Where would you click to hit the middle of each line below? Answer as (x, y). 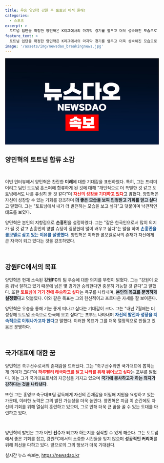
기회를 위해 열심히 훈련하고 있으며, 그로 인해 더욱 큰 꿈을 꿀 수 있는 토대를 (83, 406)
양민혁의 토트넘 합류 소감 (40, 159)
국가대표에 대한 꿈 (30, 353)
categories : (17, 15)
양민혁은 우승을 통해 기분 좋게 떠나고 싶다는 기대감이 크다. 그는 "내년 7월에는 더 (80, 308)
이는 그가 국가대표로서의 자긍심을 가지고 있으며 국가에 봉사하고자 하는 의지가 (83, 378)
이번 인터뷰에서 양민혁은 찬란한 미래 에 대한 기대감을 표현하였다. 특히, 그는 (75, 182)
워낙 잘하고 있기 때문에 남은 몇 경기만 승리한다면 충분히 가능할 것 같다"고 (79, 286)
